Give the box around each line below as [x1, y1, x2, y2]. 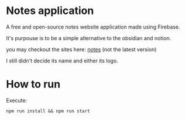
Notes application [6, 4, 94, 17]
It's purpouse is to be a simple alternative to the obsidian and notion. [6, 34, 171, 41]
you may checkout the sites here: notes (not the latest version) [6, 45, 157, 53]
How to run [6, 77, 61, 91]
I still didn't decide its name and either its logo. [6, 57, 119, 64]
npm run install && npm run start [6, 108, 91, 114]
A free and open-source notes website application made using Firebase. [6, 23, 180, 30]
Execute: [6, 97, 27, 104]
